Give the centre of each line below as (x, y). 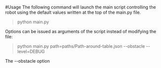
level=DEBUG (31, 51)
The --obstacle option (28, 61)
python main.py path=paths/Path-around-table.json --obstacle (81, 46)
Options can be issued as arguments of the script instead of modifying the (81, 31)
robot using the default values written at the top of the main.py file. (73, 12)
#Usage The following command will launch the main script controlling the (81, 7)
